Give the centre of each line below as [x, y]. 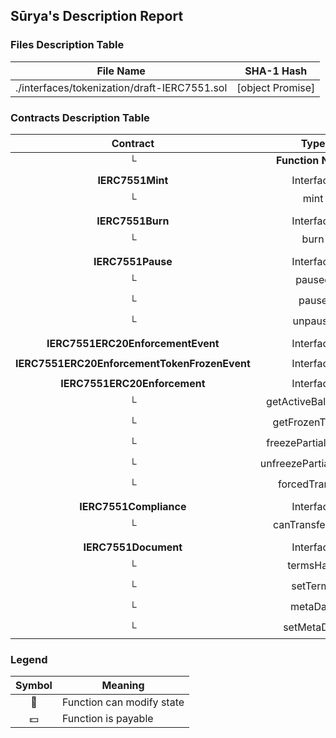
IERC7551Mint [133, 180]
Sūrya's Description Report [97, 16]
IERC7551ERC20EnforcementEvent [133, 343]
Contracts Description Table [80, 117]
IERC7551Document [133, 547]
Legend [29, 659]
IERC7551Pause [133, 261]
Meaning [123, 686]
